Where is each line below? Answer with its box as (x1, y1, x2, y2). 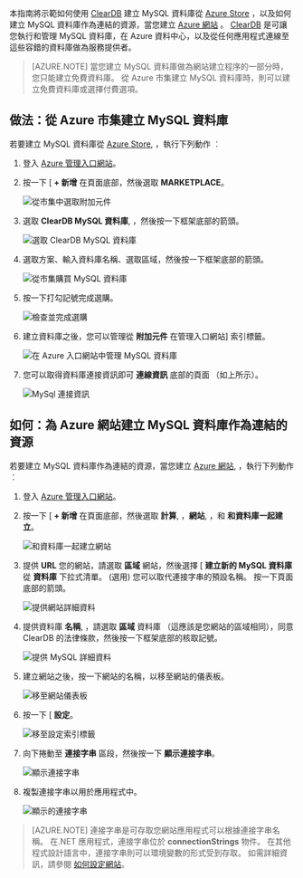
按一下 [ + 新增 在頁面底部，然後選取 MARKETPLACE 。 (22, 177, 229, 187)
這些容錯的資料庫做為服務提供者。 (9, 42, 137, 52)
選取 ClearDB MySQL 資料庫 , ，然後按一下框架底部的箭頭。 (22, 215, 244, 226)
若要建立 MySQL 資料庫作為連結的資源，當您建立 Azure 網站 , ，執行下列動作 (9, 460, 294, 471)
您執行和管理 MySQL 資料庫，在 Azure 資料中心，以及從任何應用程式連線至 (9, 31, 289, 41)
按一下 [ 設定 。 (22, 709, 79, 720)
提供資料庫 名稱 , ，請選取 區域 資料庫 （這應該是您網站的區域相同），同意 (22, 621, 294, 632)
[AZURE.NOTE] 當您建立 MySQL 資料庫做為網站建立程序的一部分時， (31, 62, 289, 72)
